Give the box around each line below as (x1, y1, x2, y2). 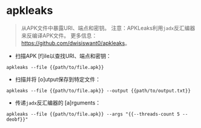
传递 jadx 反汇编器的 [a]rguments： (15, 99, 101, 106)
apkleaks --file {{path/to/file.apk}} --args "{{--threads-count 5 (6, 111, 180, 117)
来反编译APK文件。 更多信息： (21, 31, 97, 39)
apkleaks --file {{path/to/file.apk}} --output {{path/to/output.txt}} (6, 88, 191, 94)
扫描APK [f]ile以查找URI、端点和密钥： (15, 52, 112, 59)
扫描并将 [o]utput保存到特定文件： (15, 75, 101, 83)
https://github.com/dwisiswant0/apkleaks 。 (21, 39, 131, 46)
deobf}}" (6, 116, 28, 123)
